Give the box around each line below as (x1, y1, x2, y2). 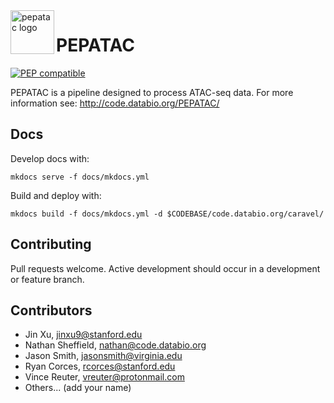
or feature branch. (10, 273, 85, 285)
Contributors (10, 302, 93, 319)
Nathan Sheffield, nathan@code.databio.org (24, 339, 207, 351)
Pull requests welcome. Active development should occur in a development (10, 262, 321, 274)
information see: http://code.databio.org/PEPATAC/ (10, 97, 220, 109)
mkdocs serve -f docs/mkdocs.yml (10, 172, 150, 182)
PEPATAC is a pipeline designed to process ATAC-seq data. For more (10, 86, 294, 98)
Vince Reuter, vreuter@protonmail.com (24, 371, 185, 383)
